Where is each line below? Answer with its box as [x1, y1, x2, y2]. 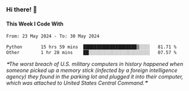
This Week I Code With [6, 20, 64, 27]
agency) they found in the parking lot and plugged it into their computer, [6, 73, 184, 80]
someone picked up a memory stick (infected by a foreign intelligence [6, 67, 178, 74]
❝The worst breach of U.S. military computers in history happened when [6, 60, 183, 67]
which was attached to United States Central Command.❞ [6, 79, 147, 86]
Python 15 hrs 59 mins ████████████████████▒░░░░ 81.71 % [6, 44, 177, 50]
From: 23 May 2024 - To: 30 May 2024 [6, 33, 100, 39]
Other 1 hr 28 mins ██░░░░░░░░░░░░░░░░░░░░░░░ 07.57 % [6, 49, 177, 55]
